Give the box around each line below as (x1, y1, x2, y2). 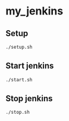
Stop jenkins (5, 93, 53, 104)
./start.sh (5, 76, 33, 82)
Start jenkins (5, 61, 54, 71)
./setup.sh (5, 44, 33, 50)
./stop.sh (5, 110, 30, 116)
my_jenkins (5, 4, 64, 18)
